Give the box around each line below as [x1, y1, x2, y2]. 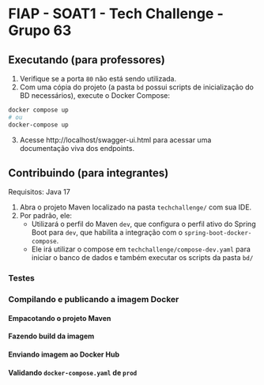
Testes [8, 273, 36, 284]
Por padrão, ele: [19, 211, 73, 221]
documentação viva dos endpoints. [19, 143, 135, 153]
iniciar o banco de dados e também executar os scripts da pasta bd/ [31, 253, 254, 262]
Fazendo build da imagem [8, 331, 95, 341]
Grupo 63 [8, 21, 72, 40]
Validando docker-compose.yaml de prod [8, 368, 138, 377]
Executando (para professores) [8, 53, 166, 66]
